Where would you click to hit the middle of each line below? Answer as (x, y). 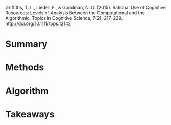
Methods (25, 68)
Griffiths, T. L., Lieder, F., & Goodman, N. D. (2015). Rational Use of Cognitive (86, 7)
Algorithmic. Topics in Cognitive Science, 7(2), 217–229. (64, 18)
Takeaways (30, 114)
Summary (26, 44)
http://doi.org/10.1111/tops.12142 (38, 23)
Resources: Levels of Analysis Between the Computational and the (75, 13)
